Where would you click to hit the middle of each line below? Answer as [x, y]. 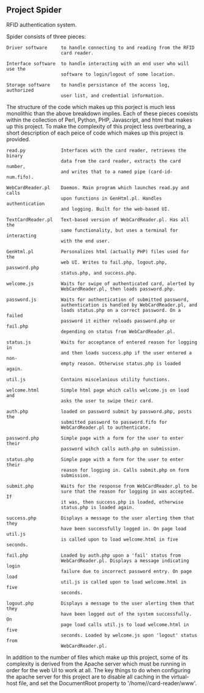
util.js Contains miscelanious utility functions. [88, 379]
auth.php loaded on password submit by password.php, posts [99, 411]
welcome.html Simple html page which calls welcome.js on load [98, 390]
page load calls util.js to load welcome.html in [125, 624]
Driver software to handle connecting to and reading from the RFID [100, 47]
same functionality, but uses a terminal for [119, 230]
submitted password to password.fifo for [114, 422]
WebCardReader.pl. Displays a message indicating [125, 561]
